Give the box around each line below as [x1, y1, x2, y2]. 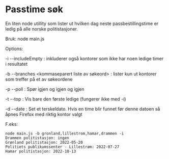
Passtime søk [5, 4, 64, 15]
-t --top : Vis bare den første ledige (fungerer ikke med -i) [5, 96, 126, 102]
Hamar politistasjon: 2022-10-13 [5, 149, 76, 154]
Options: [5, 45, 23, 51]
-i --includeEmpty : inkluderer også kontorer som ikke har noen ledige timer [5, 55, 164, 62]
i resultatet [5, 61, 28, 67]
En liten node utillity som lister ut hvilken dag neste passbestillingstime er [5, 20, 159, 26]
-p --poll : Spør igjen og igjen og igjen [5, 86, 84, 92]
